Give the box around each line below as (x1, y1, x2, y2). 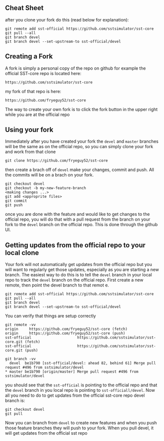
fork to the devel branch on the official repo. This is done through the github (5, 222, 158, 228)
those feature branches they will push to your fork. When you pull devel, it (5, 425, 154, 431)
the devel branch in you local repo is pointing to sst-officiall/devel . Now (5, 387, 155, 393)
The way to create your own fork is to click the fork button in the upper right (5, 106, 158, 112)
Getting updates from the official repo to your (5, 241, 145, 249)
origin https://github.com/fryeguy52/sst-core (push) (5, 331, 125, 336)
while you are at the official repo (5, 112, 70, 117)
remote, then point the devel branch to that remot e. (5, 282, 109, 288)
